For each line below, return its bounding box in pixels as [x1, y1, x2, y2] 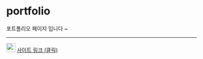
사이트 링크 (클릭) [16, 46, 59, 54]
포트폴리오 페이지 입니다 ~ [6, 25, 68, 32]
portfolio [6, 4, 51, 18]
